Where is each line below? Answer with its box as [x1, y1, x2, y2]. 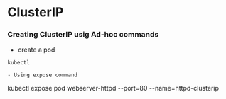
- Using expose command [7, 71, 78, 78]
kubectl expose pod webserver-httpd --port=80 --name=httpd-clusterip [7, 84, 219, 93]
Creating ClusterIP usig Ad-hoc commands [7, 30, 159, 40]
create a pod [17, 45, 55, 54]
